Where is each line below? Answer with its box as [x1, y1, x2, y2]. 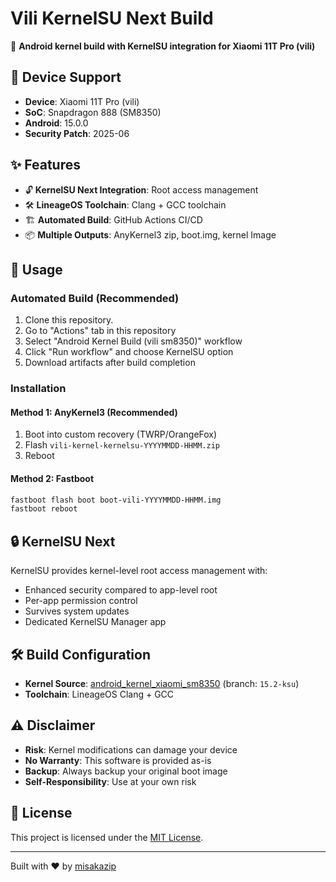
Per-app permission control [24, 595, 138, 607]
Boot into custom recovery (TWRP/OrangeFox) [24, 428, 218, 441]
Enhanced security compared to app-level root [24, 584, 218, 596]
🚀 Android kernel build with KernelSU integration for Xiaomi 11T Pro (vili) [10, 40, 316, 52]
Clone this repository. [24, 314, 114, 326]
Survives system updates [24, 605, 130, 617]
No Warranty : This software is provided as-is [24, 754, 212, 766]
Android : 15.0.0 [24, 117, 89, 129]
